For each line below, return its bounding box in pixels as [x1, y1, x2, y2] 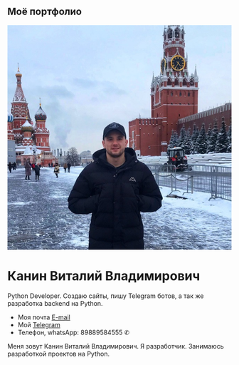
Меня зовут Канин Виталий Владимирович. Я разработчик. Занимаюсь [7, 341, 224, 350]
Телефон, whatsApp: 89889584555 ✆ [17, 328, 130, 336]
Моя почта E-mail [17, 313, 71, 322]
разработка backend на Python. [7, 299, 103, 307]
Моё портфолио [7, 6, 82, 18]
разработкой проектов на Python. [7, 349, 110, 358]
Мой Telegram [17, 320, 60, 329]
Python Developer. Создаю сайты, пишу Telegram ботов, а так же [7, 292, 204, 300]
